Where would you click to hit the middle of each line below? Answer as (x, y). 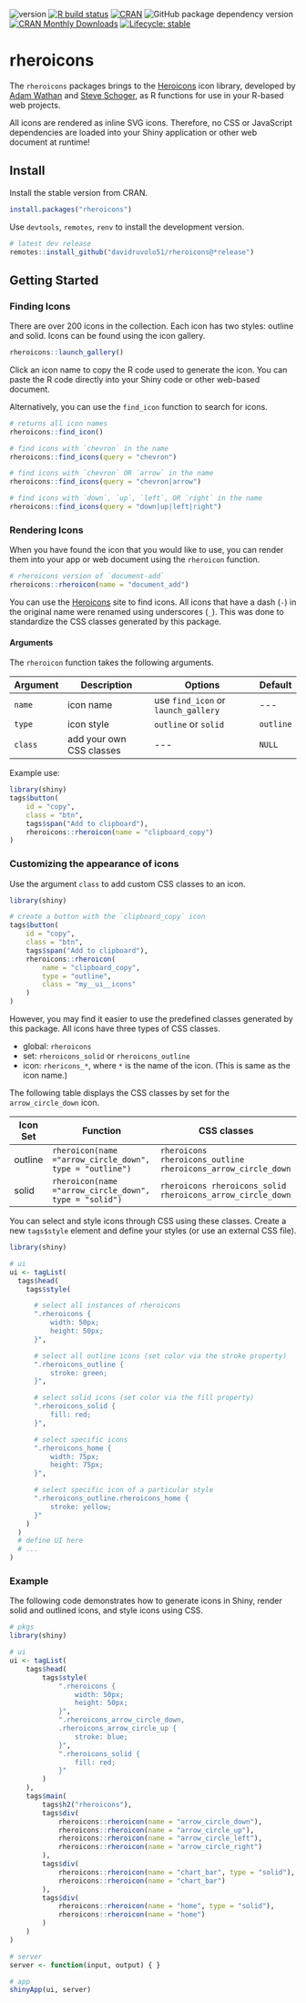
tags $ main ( (46, 1796)
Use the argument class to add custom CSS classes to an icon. (127, 884)
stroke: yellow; (81, 1507)
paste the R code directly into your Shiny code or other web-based (135, 379)
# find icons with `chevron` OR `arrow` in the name (112, 474)
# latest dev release (51, 243)
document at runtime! (50, 142)
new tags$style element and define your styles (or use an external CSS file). (153, 1231)
